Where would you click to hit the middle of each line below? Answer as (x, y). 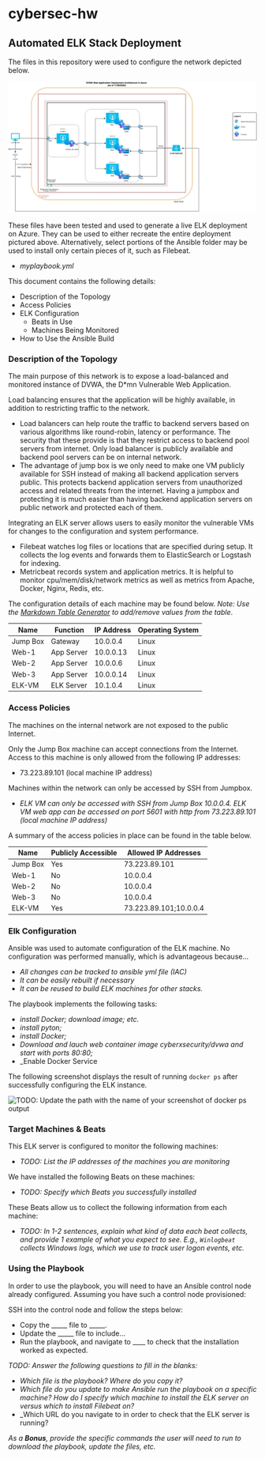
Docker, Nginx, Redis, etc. (62, 589)
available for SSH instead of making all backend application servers (129, 474)
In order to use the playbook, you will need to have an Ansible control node (130, 1286)
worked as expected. (54, 1350)
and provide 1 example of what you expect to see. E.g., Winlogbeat (127, 1240)
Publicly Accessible (84, 853)
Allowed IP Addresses (164, 853)
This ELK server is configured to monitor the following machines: (113, 1146)
